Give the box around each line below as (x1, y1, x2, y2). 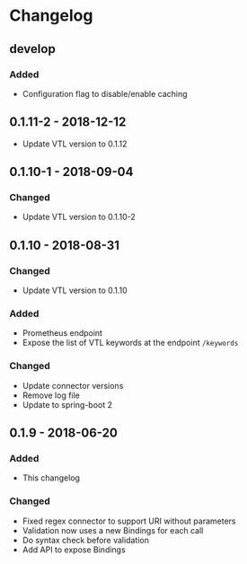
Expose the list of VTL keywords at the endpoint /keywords (22, 338, 239, 348)
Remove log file (22, 390, 81, 401)
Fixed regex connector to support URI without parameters (22, 516, 236, 526)
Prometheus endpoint (22, 328, 103, 339)
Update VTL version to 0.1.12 (22, 138, 128, 149)
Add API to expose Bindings (22, 544, 126, 555)
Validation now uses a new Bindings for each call (22, 524, 204, 535)
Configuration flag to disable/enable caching (22, 88, 188, 99)
